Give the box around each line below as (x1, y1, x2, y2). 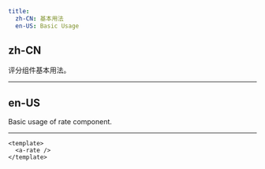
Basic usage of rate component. (8, 117, 113, 127)
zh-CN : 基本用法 (15, 14, 65, 23)
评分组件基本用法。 (8, 65, 71, 75)
